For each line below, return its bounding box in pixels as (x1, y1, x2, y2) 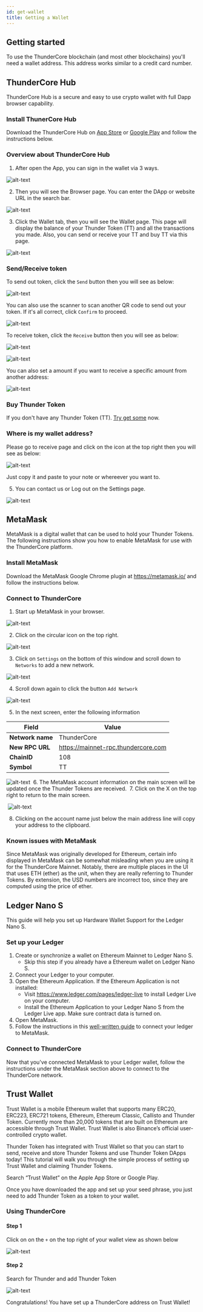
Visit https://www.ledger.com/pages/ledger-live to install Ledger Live (24, 990, 196, 998)
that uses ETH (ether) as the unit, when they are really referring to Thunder (6, 870, 193, 877)
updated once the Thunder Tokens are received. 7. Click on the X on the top (6, 785, 197, 792)
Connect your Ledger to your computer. (15, 971, 115, 979)
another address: (6, 373, 49, 381)
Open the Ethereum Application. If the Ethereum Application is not (15, 978, 180, 985)
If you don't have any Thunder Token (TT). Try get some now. (6, 414, 160, 421)
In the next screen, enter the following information (15, 709, 141, 716)
